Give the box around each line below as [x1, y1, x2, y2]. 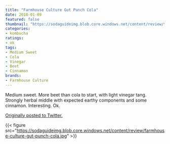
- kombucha [5, 31, 28, 36]
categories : [5, 26, 30, 31]
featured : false [5, 17, 39, 22]
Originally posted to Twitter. [5, 112, 63, 118]
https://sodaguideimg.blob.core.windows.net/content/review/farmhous [17, 127, 165, 133]
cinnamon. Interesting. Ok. [5, 102, 61, 109]
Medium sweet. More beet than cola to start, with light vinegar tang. [5, 91, 147, 98]
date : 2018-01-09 [5, 12, 42, 17]
